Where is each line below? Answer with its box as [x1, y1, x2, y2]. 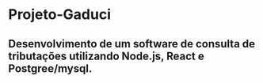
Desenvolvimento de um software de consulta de [8, 37, 256, 51]
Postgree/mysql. [8, 62, 93, 75]
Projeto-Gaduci [8, 6, 111, 24]
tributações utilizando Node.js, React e [8, 49, 204, 62]
